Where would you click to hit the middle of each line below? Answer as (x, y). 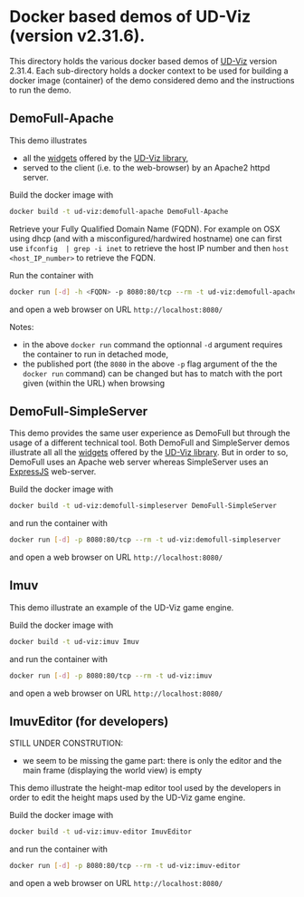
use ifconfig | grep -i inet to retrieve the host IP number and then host (149, 248)
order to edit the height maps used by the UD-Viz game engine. (128, 798)
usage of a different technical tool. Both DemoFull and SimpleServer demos (150, 443)
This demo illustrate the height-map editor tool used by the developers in (145, 788)
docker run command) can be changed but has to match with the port (152, 373)
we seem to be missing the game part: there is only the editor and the (152, 761)
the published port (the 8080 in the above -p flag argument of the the (150, 364)
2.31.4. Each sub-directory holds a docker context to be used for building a (149, 71)
